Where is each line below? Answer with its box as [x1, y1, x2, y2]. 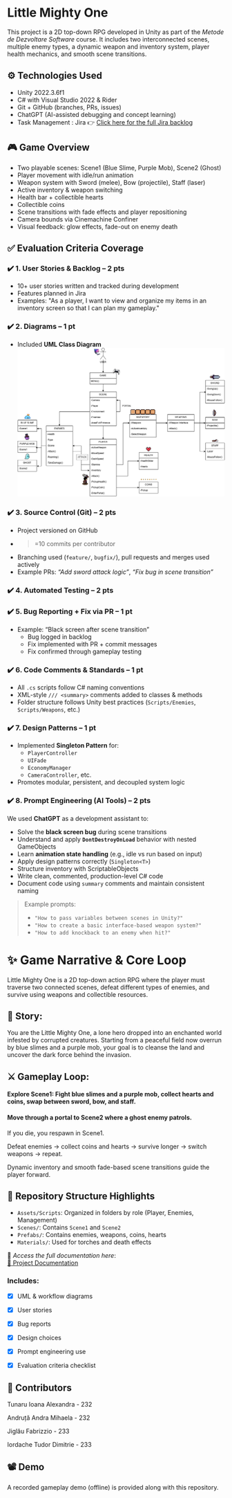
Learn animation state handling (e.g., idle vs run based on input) [17, 849, 202, 858]
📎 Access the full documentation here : [7, 1252, 116, 1260]
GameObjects [17, 842, 57, 851]
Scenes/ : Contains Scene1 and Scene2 [17, 1223, 121, 1231]
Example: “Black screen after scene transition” [17, 625, 150, 633]
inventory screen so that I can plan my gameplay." [17, 304, 160, 312]
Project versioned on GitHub [17, 526, 98, 534]
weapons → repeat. [7, 1149, 63, 1157]
